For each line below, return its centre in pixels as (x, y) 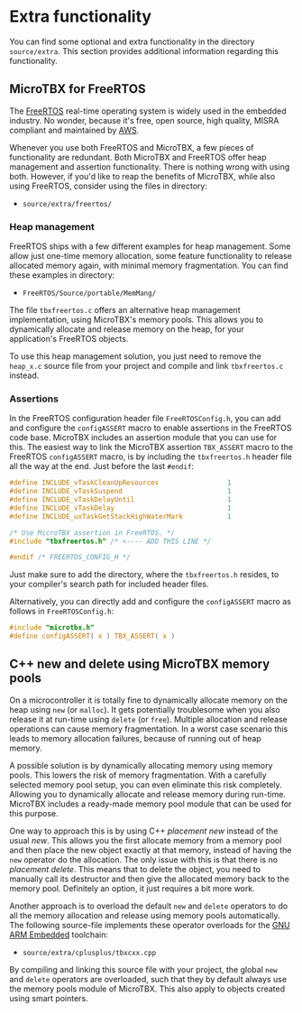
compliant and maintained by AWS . (74, 130)
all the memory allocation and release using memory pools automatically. (145, 915)
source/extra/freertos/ (67, 204)
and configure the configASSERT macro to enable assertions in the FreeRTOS (151, 428)
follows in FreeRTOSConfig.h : (62, 612)
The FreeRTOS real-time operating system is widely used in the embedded (148, 111)
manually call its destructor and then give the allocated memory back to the (150, 879)
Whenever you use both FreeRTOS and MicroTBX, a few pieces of (132, 147)
